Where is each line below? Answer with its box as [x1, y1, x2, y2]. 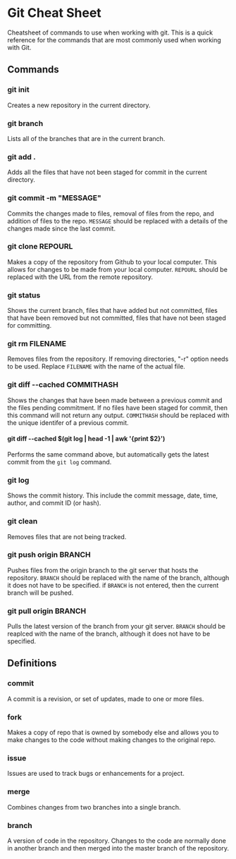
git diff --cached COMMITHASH [7, 380, 118, 390]
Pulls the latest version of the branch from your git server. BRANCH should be [7, 622, 225, 631]
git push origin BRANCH [7, 550, 91, 560]
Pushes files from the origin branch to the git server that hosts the [7, 566, 199, 574]
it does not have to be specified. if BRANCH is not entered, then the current [7, 581, 219, 589]
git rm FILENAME [7, 339, 67, 349]
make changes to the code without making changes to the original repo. [7, 736, 216, 744]
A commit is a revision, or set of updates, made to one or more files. [7, 694, 204, 703]
